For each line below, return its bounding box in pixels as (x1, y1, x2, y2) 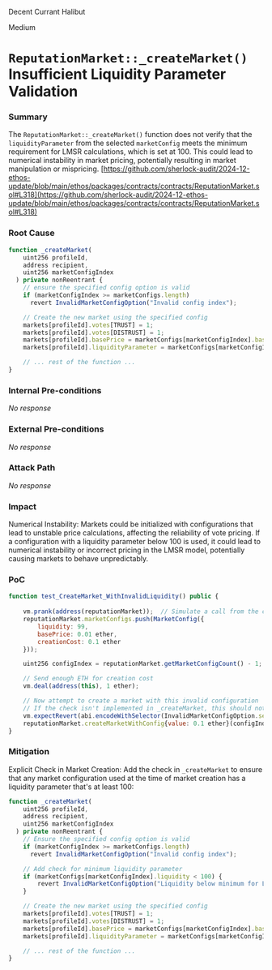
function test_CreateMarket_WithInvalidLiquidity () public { (8, 592, 219, 601)
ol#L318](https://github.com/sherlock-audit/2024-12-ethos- (8, 190, 209, 200)
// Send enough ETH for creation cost (23, 675, 154, 683)
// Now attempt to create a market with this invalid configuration (23, 697, 259, 705)
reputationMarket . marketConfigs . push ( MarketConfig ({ (23, 616, 205, 624)
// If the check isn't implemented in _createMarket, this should (23, 704, 252, 712)
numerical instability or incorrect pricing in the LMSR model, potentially (8, 545, 245, 555)
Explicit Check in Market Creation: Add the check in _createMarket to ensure (8, 764, 263, 774)
